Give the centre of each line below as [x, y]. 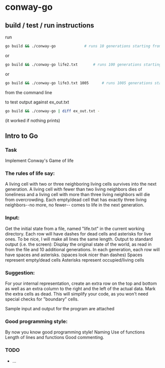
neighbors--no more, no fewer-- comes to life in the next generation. [75, 205]
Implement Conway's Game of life [39, 161]
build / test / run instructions [50, 25]
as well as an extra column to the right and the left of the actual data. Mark [80, 289]
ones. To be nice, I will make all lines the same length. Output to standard [79, 239]
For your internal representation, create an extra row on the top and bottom [81, 284]
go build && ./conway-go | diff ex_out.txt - [52, 111]
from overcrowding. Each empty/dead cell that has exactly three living [76, 200]
